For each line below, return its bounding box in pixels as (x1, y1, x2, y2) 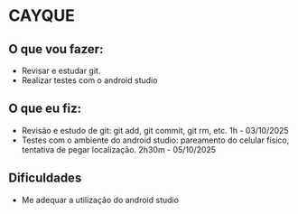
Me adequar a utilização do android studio (21, 194, 180, 205)
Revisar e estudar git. (21, 65, 101, 76)
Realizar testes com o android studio (21, 75, 158, 86)
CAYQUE (8, 5, 76, 26)
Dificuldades (8, 171, 82, 186)
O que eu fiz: (8, 101, 82, 116)
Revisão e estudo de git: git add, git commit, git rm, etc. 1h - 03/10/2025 (21, 125, 290, 135)
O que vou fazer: (8, 42, 104, 57)
